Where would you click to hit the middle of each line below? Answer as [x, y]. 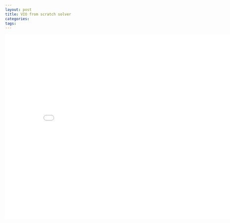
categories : [17, 19]
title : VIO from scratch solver [38, 14]
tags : [11, 23]
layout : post [18, 10]
